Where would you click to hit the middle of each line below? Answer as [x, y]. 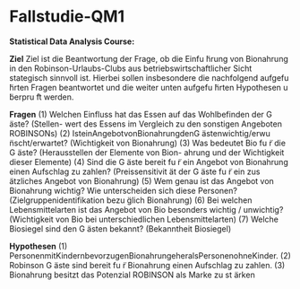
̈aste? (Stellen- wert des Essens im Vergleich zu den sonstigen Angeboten [146, 124]
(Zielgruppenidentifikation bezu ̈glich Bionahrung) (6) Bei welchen [131, 200]
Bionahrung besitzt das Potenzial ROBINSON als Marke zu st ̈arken [132, 275]
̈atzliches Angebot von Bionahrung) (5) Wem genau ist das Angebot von [142, 180]
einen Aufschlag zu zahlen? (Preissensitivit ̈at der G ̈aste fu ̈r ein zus [135, 171]
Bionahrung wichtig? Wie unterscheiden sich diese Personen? [123, 190]
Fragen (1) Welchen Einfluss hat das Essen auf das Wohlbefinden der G [141, 114]
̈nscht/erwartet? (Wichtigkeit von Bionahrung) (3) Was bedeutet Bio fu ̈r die [148, 143]
